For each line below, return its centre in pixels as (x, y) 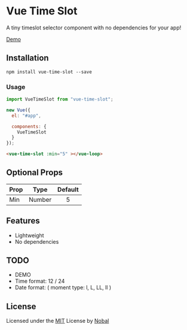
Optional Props (35, 173)
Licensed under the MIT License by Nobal (58, 321)
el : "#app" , (27, 116)
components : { (29, 126)
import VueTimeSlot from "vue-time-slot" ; (60, 99)
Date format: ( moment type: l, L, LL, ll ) (63, 287)
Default (68, 189)
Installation (27, 58)
